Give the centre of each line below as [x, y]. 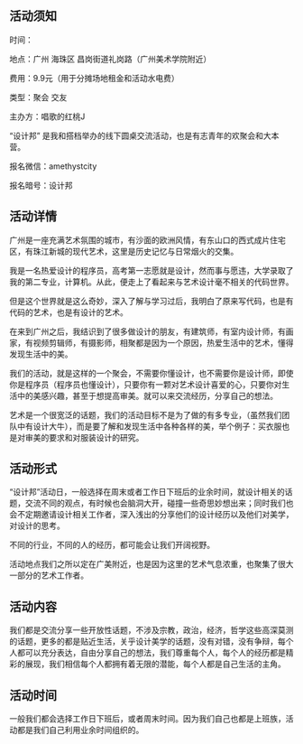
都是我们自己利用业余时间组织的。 [80, 730]
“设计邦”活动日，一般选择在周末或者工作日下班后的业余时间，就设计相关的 [147, 492]
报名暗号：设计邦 [41, 185]
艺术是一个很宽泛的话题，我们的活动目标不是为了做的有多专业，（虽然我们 [146, 414]
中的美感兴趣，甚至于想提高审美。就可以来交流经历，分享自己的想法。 [147, 395]
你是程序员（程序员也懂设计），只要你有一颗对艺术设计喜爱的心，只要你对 [146, 384]
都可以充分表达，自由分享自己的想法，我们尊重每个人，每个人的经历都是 [151, 653]
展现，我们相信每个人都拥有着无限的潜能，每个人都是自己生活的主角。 [155, 664]
